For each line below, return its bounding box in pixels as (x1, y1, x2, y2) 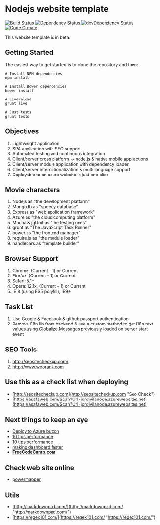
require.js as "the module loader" (12, 235, 80, 241)
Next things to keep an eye (5, 416, 88, 424)
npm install (5, 75, 29, 80)
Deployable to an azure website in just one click (12, 172, 109, 177)
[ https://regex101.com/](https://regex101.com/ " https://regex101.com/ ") (12, 514, 156, 520)
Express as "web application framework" (12, 209, 95, 215)
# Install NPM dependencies (5, 71, 63, 76)
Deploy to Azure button (12, 428, 60, 434)
